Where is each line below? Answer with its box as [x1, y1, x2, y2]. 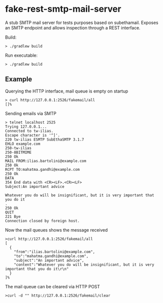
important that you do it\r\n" [5, 266, 69, 271]
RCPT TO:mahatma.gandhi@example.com [5, 167, 80, 172]
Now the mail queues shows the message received [5, 227, 108, 233]
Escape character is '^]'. [5, 133, 60, 138]
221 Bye [5, 214, 21, 219]
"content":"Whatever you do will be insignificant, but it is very [14, 262, 154, 267]
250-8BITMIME [5, 150, 32, 155]
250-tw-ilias [5, 145, 32, 150]
